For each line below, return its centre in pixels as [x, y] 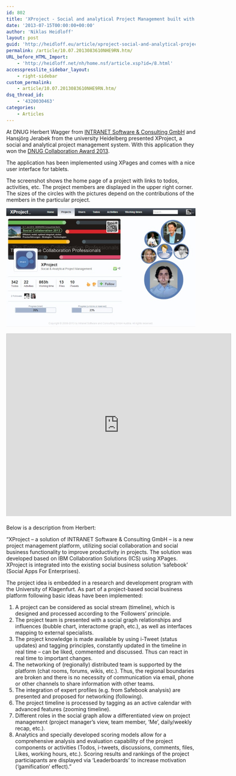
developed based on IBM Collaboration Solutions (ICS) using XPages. [92, 558]
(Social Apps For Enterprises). [43, 571]
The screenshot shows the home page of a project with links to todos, [92, 181]
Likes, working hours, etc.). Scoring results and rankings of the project [102, 754]
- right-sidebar [38, 76]
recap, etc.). [30, 728]
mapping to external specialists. [54, 633]
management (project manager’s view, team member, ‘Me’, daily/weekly [103, 722]
